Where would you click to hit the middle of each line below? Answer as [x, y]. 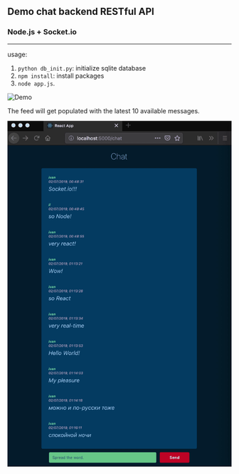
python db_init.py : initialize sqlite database [82, 68]
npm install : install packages [61, 76]
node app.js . [36, 83]
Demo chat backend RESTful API [81, 12]
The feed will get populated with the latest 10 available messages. [104, 110]
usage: [17, 54]
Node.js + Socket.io [42, 32]
